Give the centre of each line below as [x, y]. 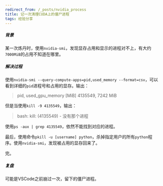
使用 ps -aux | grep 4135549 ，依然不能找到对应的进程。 [61, 127]
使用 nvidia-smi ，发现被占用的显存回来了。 [57, 143]
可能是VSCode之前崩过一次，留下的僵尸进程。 [52, 179]
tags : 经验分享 [19, 19]
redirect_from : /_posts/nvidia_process [46, 10]
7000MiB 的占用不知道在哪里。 [34, 54]
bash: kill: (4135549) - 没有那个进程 [53, 116]
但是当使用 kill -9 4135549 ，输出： [41, 106]
